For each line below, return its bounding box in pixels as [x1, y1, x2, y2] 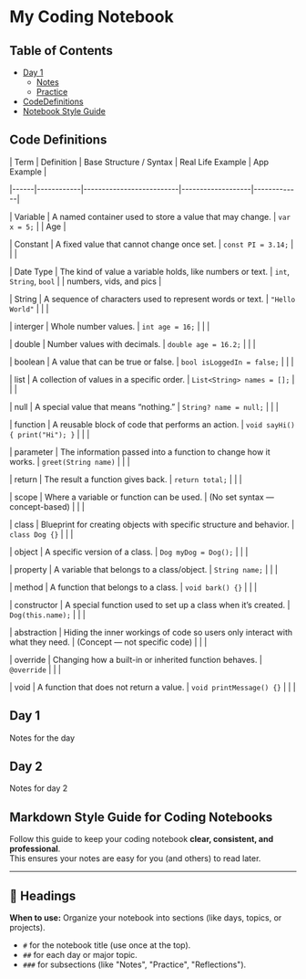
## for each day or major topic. [22, 950, 138, 961]
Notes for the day [9, 732, 76, 743]
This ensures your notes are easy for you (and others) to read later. [9, 853, 261, 864]
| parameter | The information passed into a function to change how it [9, 446, 270, 458]
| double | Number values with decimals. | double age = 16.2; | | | [9, 338, 257, 349]
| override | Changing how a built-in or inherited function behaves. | [9, 654, 262, 665]
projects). [9, 922, 46, 933]
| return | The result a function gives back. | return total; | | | [9, 473, 243, 485]
